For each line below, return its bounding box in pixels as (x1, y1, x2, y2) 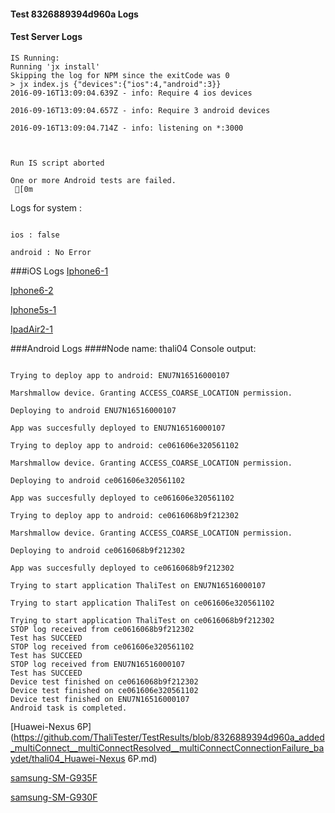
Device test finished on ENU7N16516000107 (10, 694, 190, 704)
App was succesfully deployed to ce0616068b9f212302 (10, 563, 235, 573)
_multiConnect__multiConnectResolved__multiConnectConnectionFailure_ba (10, 741, 325, 754)
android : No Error (10, 247, 92, 257)
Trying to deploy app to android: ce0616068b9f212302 (10, 510, 240, 520)
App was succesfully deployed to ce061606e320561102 (10, 493, 235, 503)
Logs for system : (10, 201, 83, 214)
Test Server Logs (10, 31, 83, 43)
